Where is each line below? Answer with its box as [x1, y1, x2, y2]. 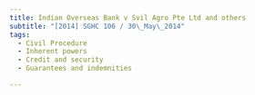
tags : [9, 30, 30, 39]
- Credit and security [17, 55, 104, 64]
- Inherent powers [17, 47, 88, 56]
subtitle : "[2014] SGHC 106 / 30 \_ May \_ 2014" [9, 22, 185, 31]
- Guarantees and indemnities [17, 64, 132, 73]
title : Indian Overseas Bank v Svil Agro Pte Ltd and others [9, 13, 247, 23]
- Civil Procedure [17, 38, 88, 48]
